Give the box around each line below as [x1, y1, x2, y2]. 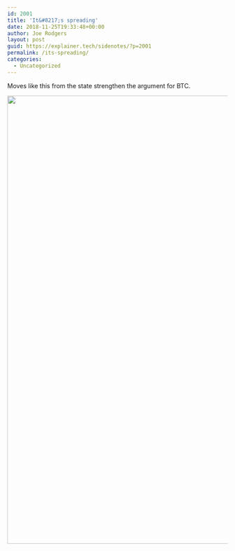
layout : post [7, 36, 45, 43]
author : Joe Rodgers [7, 29, 68, 37]
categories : [7, 56, 42, 63]
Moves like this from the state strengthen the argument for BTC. [7, 81, 191, 90]
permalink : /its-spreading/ [7, 50, 90, 57]
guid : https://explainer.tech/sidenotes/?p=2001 [7, 43, 152, 50]
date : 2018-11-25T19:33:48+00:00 [7, 23, 105, 30]
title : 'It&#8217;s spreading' [7, 17, 99, 24]
